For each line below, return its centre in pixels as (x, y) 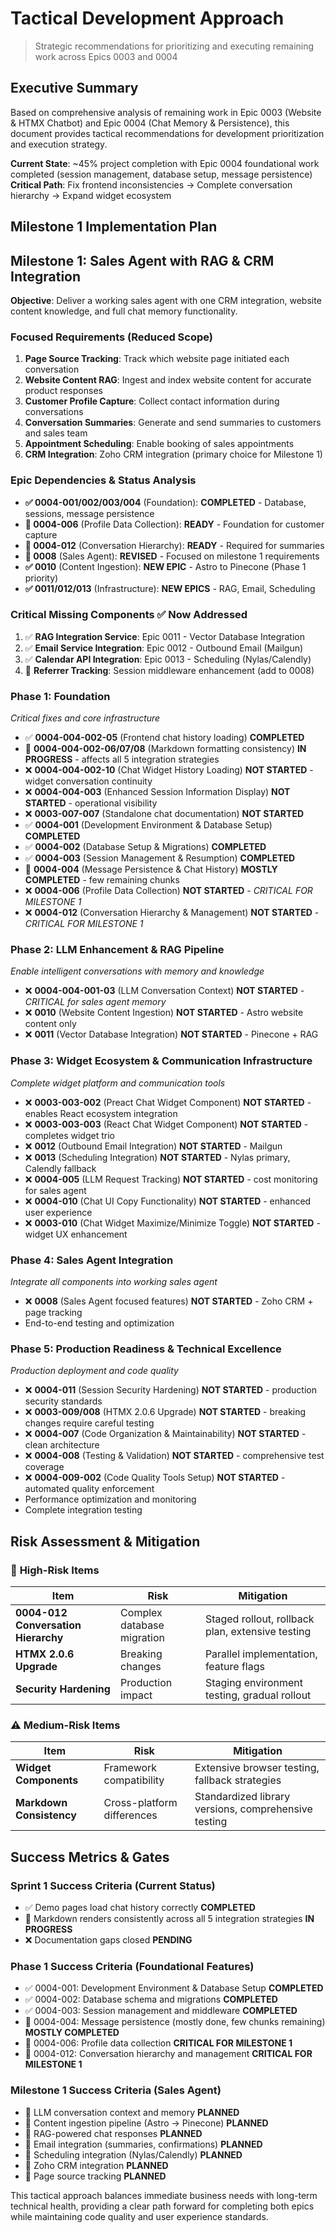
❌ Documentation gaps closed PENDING (108, 1940)
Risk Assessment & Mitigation (105, 1541)
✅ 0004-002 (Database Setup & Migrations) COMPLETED (145, 847)
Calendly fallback (60, 1168)
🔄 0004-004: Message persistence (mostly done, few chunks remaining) (175, 2022)
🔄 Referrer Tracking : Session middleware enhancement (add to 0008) (169, 670)
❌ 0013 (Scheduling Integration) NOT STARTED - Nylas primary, (157, 1157)
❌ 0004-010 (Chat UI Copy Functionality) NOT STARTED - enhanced (168, 1201)
